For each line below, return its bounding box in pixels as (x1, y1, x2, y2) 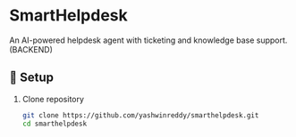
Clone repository (21, 93, 85, 104)
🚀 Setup (9, 70, 55, 85)
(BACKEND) (9, 44, 54, 54)
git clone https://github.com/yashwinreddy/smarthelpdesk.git (21, 110, 259, 120)
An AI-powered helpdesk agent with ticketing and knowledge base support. (9, 35, 288, 45)
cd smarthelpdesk (21, 119, 88, 128)
